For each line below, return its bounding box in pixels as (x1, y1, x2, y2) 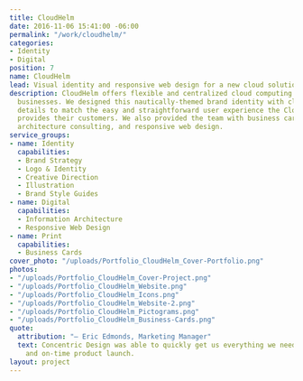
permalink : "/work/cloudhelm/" (9, 30, 127, 39)
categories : (9, 38, 54, 48)
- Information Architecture (17, 214, 124, 224)
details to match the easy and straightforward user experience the (17, 106, 280, 115)
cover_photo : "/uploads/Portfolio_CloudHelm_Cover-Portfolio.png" (9, 256, 264, 266)
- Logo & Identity (17, 164, 87, 173)
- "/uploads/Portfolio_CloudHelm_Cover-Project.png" (9, 274, 212, 283)
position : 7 (9, 64, 54, 73)
